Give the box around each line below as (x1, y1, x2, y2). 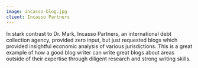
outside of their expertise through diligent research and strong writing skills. (6, 55, 191, 62)
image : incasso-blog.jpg (6, 8, 67, 15)
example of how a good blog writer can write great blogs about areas (6, 49, 175, 56)
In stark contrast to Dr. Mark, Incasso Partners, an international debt (6, 30, 171, 37)
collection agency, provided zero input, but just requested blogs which (6, 36, 178, 43)
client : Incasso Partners (6, 14, 70, 20)
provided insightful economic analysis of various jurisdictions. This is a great (6, 42, 193, 50)
